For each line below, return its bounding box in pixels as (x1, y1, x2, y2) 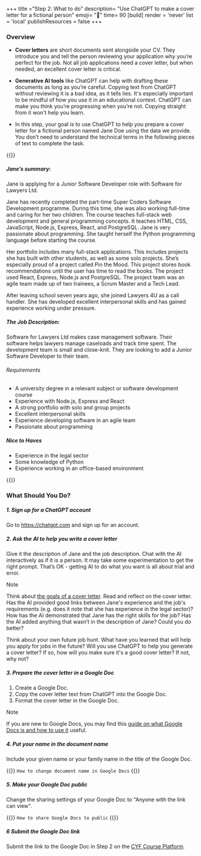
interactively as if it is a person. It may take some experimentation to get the (6, 556, 194, 564)
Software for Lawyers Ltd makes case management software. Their (6, 333, 173, 341)
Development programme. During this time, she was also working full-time (6, 205, 190, 212)
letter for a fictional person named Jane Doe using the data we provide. (14, 127, 191, 134)
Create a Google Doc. (14, 684, 69, 692)
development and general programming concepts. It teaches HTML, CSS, (6, 217, 188, 225)
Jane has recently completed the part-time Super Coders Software (6, 198, 172, 206)
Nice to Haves (6, 437, 42, 444)
